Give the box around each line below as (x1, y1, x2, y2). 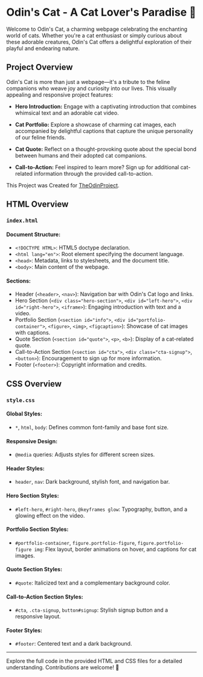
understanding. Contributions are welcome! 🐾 (6, 664, 120, 671)
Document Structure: (6, 231, 61, 238)
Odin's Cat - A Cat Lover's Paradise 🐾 (6, 5, 196, 19)
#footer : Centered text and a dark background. (14, 640, 132, 647)
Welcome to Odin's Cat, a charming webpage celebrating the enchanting (6, 25, 188, 33)
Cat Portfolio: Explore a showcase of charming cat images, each (14, 121, 176, 128)
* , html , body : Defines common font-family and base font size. (14, 423, 169, 431)
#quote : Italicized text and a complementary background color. (14, 579, 170, 586)
